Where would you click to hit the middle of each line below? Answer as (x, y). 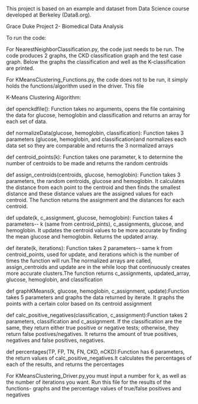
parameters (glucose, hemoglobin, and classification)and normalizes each (96, 139)
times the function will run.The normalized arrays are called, (79, 261)
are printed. (20, 68)
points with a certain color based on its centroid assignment (79, 304)
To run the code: (26, 38)
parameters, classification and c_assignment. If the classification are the (94, 321)
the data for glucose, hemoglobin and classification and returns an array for (98, 115)
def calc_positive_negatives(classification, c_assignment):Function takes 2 (97, 315)
